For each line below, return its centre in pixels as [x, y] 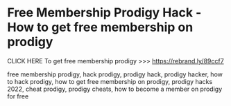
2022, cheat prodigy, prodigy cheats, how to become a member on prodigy [115, 89]
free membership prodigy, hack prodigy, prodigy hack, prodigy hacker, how [115, 74]
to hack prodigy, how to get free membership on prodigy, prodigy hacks [110, 81]
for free [18, 96]
